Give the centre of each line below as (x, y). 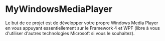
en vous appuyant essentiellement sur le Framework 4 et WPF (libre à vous (83, 28)
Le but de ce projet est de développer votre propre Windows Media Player (82, 23)
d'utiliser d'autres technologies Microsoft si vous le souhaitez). (70, 33)
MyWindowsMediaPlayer (59, 9)
